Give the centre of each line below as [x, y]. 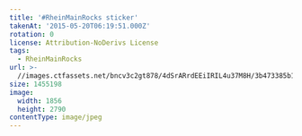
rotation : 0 [31, 34]
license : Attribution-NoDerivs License [84, 42]
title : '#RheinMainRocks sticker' [74, 17]
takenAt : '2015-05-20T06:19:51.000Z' [80, 26]
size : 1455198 [36, 84]
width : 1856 [40, 101]
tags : [19, 51]
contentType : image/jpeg [56, 117]
